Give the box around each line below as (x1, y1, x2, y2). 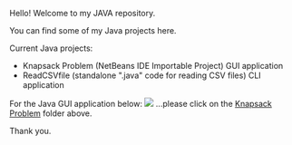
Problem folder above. (9, 108, 92, 119)
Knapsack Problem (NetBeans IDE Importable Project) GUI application (22, 61, 284, 71)
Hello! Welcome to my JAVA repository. (9, 8, 156, 18)
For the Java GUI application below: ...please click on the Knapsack (9, 99, 272, 109)
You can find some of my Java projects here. (9, 25, 177, 35)
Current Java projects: (9, 43, 93, 53)
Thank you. (9, 126, 52, 136)
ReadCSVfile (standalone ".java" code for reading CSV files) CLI (22, 70, 261, 81)
